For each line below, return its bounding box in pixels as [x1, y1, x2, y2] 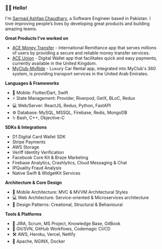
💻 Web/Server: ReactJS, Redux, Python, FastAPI [12, 103, 111, 109]
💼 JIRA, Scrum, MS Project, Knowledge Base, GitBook [12, 221, 121, 226]
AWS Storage [12, 144, 40, 150]
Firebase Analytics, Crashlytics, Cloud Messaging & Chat [12, 160, 127, 166]
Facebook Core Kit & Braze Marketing [12, 155, 89, 160]
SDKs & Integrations [5, 124, 47, 130]
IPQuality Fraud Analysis [12, 165, 62, 171]
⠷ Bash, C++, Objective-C [12, 115, 65, 121]
